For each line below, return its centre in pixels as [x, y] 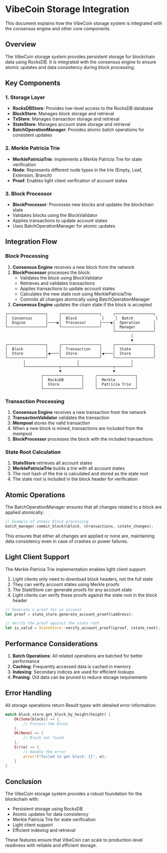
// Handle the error [45, 752]
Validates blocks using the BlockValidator [55, 216]
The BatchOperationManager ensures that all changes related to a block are [83, 507]
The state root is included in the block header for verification [75, 479]
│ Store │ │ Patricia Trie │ [89, 384]
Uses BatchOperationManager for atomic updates [64, 226]
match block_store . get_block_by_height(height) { [58, 714]
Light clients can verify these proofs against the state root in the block [85, 595]
